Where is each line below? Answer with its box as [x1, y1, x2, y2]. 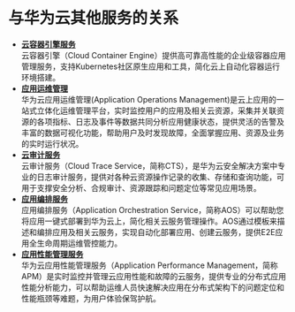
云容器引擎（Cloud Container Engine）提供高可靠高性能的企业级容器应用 [20, 49, 286, 60]
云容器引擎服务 [20, 39, 76, 49]
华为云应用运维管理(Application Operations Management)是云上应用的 [20, 94, 277, 104]
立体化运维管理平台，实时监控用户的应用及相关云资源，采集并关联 [36, 105, 277, 116]
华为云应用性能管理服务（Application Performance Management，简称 [20, 260, 279, 270]
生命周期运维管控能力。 [36, 238, 123, 248]
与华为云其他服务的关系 [8, 8, 179, 28]
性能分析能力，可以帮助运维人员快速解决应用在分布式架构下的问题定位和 [20, 282, 284, 293]
